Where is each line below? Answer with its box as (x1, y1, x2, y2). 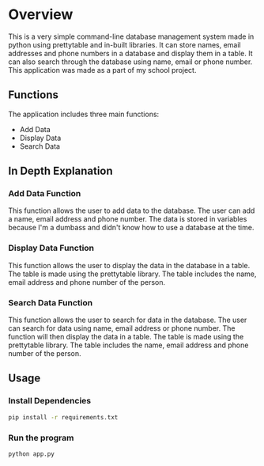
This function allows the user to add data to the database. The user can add (8, 206, 255, 215)
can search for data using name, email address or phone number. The (8, 324, 236, 333)
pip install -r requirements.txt (8, 413, 119, 421)
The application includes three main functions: (8, 109, 160, 119)
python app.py (8, 449, 55, 458)
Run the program (8, 432, 74, 443)
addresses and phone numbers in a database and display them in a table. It (8, 48, 253, 58)
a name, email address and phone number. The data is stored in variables (8, 214, 247, 224)
